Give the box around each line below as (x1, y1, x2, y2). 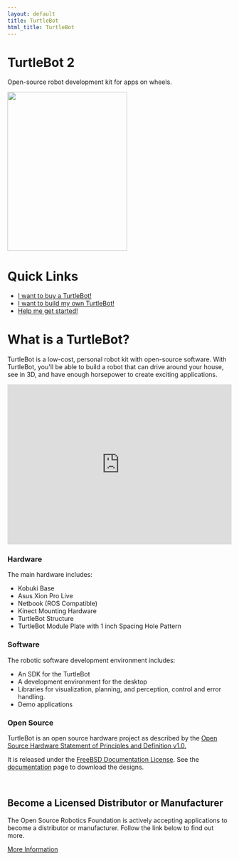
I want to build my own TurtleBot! (17, 299, 115, 308)
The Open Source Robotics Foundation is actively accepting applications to (7, 816, 228, 824)
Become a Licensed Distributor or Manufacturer (7, 797, 223, 809)
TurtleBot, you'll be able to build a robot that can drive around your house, (7, 363, 224, 371)
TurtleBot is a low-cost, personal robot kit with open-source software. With (7, 355, 227, 363)
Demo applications (17, 700, 73, 708)
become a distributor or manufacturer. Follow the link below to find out (7, 823, 214, 832)
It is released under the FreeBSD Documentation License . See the (7, 755, 199, 764)
